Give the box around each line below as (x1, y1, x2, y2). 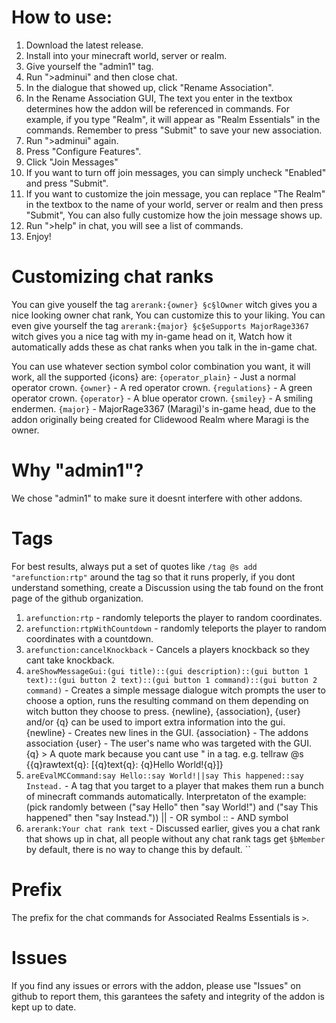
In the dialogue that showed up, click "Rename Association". (25, 81, 274, 93)
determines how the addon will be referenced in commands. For (25, 102, 290, 115)
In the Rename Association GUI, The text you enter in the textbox (25, 92, 293, 104)
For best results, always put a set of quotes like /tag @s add (11, 560, 258, 572)
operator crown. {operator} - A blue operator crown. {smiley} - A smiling (11, 392, 314, 404)
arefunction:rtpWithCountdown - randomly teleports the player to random (25, 622, 327, 634)
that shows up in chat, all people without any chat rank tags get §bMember (25, 832, 326, 845)
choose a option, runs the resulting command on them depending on (25, 694, 309, 706)
